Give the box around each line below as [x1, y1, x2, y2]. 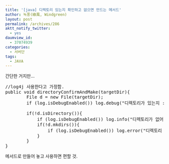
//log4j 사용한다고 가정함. [5, 84, 64, 90]
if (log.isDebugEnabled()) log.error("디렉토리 [47, 128, 162, 133]
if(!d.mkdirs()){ [37, 122, 80, 128]
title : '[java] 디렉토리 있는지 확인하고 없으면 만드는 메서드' [5, 7, 122, 13]
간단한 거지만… [5, 73, 35, 79]
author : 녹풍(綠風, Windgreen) [5, 12, 67, 17]
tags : [5, 54, 17, 59]
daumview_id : [5, 36, 33, 41]
